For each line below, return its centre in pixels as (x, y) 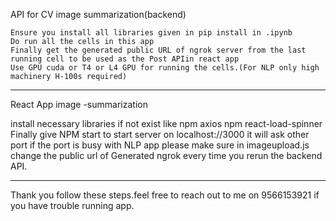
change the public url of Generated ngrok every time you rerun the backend (166, 155)
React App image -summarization (79, 104)
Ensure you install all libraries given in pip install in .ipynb (151, 33)
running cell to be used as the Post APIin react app (125, 59)
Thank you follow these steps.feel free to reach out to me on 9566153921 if (165, 195)
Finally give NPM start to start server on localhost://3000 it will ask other (160, 134)
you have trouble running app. (72, 205)
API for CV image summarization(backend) (98, 14)
